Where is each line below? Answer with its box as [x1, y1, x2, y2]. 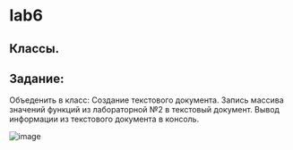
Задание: [9, 71, 65, 86]
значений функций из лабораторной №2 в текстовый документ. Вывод [9, 104, 280, 115]
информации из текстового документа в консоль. [9, 113, 200, 125]
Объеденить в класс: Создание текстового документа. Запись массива [9, 95, 284, 105]
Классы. [9, 41, 60, 56]
